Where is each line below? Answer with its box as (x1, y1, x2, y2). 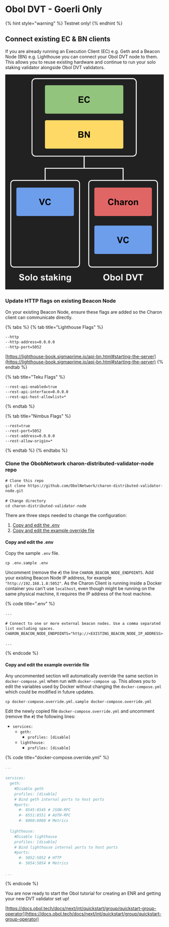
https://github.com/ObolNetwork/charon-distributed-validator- (27, 483, 163, 488)
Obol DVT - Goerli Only (5, 4, 102, 15)
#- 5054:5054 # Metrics (18, 861, 69, 866)
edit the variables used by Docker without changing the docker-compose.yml (5, 683, 162, 689)
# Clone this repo (5, 478, 44, 483)
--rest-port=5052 (5, 428, 42, 433)
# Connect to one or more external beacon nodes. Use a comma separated (5, 621, 161, 626)
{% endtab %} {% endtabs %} (5, 447, 68, 453)
